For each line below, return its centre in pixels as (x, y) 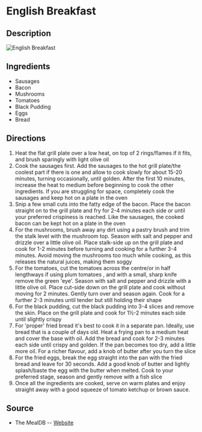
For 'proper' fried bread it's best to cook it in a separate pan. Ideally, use (105, 326)
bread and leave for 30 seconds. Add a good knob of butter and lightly (102, 364)
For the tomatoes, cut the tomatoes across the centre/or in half (93, 268)
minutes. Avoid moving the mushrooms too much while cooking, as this (103, 255)
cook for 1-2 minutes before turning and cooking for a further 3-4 (96, 248)
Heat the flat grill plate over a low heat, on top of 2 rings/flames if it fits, (103, 153)
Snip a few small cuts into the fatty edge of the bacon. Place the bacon (103, 204)
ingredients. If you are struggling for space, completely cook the (94, 191)
